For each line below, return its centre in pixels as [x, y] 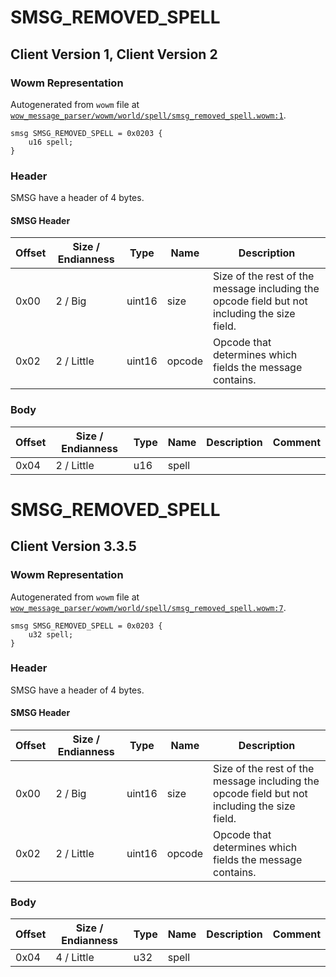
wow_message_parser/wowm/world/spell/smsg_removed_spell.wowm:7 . [148, 607]
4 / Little [75, 958]
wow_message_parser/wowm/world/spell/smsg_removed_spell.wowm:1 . [148, 115]
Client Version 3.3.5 [73, 546]
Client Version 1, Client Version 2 [114, 54]
